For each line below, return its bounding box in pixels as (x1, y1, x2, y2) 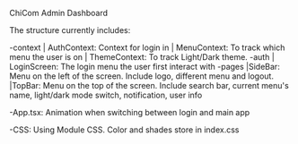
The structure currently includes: (9, 25, 131, 35)
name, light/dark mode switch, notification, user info (9, 89, 203, 100)
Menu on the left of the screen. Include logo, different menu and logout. (9, 71, 274, 81)
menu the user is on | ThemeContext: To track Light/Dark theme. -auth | (9, 52, 276, 62)
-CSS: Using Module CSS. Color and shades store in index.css (9, 124, 240, 135)
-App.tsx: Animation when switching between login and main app (9, 107, 250, 117)
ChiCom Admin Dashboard (9, 8, 109, 18)
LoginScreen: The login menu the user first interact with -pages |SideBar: (9, 62, 280, 72)
